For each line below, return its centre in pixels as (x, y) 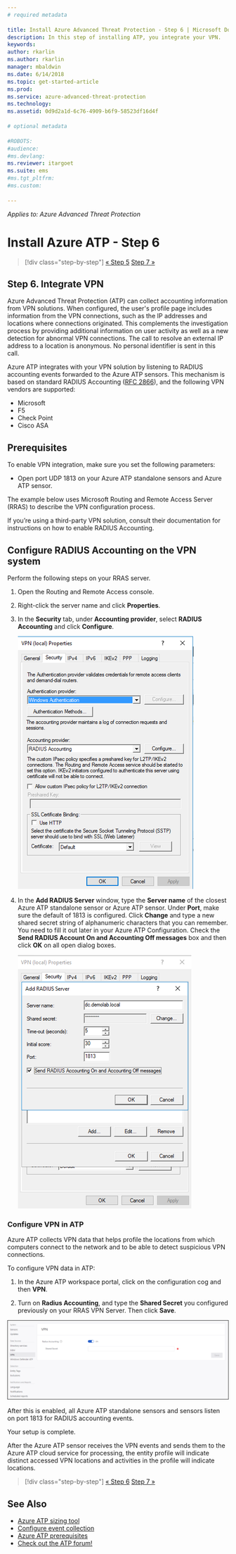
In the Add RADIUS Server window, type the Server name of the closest (122, 900)
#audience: (23, 149)
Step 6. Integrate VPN (55, 284)
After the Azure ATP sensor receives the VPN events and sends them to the (117, 1446)
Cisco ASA (33, 425)
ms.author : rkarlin (36, 60)
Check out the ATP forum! (55, 1543)
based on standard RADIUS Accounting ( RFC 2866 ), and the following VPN (116, 382)
